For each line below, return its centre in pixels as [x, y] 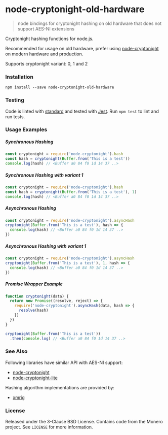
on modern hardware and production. [44, 54]
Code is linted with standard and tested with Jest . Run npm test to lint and [82, 111]
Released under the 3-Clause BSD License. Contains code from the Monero [84, 422]
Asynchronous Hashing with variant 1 [46, 246]
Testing [15, 100]
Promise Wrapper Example [34, 284]
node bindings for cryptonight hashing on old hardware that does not [90, 23]
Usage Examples [26, 129]
